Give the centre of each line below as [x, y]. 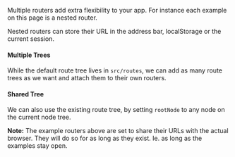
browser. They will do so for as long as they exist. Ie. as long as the [105, 138]
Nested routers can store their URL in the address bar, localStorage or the [114, 31]
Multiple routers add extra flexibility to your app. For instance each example [117, 10]
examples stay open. [38, 146]
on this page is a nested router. [52, 18]
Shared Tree [26, 94]
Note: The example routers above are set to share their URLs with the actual [118, 131]
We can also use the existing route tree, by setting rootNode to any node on [116, 110]
